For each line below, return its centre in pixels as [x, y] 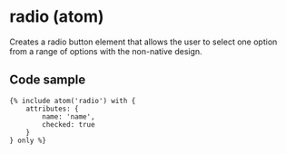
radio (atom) [57, 17]
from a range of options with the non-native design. [106, 51]
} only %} [28, 140]
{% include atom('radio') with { [73, 101]
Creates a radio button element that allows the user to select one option [143, 42]
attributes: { [52, 109]
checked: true [69, 124]
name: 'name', [69, 116]
